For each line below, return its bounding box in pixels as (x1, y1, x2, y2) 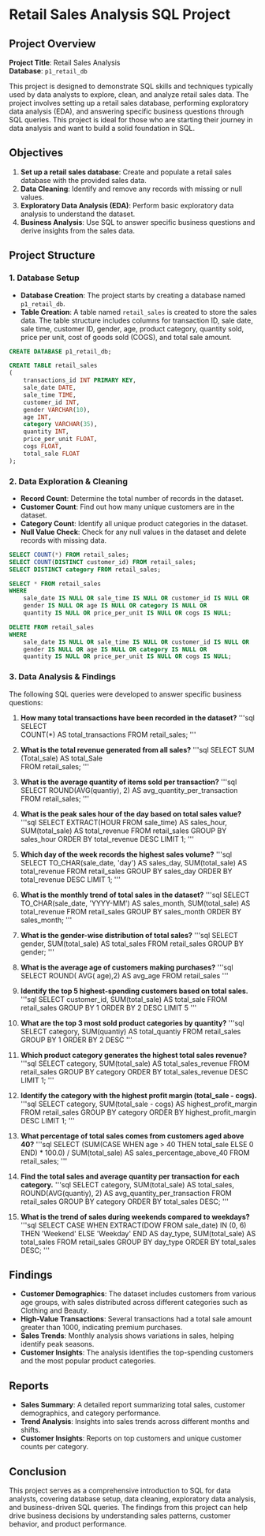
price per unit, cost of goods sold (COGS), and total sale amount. (20, 332, 232, 342)
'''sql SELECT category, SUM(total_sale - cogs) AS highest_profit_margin (20, 1099, 258, 1108)
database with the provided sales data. (20, 175, 147, 185)
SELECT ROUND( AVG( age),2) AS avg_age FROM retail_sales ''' (20, 970, 229, 980)
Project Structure (9, 249, 95, 262)
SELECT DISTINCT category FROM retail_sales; (9, 566, 161, 574)
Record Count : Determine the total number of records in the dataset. (20, 493, 244, 503)
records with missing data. (20, 535, 107, 545)
